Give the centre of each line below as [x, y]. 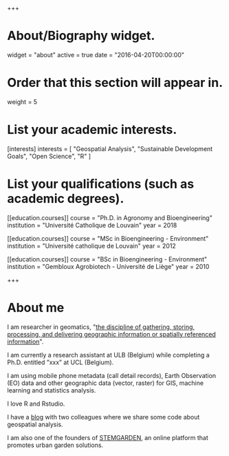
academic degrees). [66, 199]
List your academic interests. [92, 130]
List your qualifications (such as [101, 184]
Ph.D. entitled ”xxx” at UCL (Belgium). [61, 362]
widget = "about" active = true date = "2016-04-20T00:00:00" [96, 54]
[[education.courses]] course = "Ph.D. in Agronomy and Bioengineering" [110, 217]
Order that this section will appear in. [115, 83]
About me [36, 307]
